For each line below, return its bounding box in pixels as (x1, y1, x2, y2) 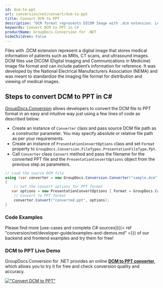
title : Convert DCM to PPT (5, 16, 60, 21)
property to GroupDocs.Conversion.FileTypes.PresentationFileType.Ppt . (12, 146, 157, 152)
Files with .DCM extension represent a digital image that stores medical (5, 47, 147, 53)
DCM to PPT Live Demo (5, 247, 61, 254)
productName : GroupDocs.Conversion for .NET (5, 30, 97, 34)
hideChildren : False (5, 34, 47, 39)
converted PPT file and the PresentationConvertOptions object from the (12, 156, 155, 162)
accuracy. (5, 269, 25, 274)
